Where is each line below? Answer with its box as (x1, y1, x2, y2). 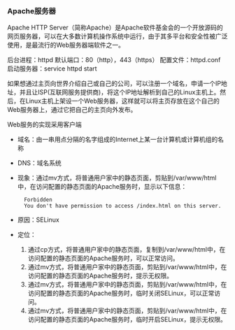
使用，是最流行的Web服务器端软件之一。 (7, 41, 124, 50)
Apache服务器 (7, 6, 56, 15)
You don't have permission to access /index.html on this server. (24, 203, 222, 210)
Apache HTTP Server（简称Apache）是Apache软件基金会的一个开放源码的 (7, 23, 223, 32)
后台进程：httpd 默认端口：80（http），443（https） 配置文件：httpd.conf (7, 56, 221, 64)
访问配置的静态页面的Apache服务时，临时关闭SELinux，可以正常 (27, 289, 215, 298)
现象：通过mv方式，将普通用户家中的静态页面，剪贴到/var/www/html (17, 173, 217, 182)
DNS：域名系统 (17, 159, 62, 167)
